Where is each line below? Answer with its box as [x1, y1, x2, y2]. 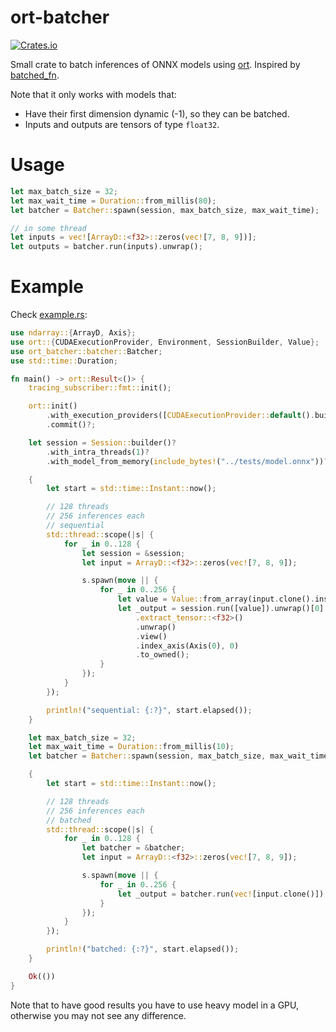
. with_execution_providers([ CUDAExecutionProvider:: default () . [46, 411, 315, 421]
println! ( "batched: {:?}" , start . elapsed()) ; [46, 944, 240, 955]
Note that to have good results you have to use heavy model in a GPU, [10, 999, 300, 1011]
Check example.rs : [10, 309, 88, 321]
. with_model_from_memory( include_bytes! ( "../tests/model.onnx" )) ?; [46, 456, 333, 466]
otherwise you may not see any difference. [10, 1009, 187, 1021]
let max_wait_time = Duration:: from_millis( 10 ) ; [28, 742, 235, 752]
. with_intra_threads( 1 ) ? [46, 447, 150, 457]
